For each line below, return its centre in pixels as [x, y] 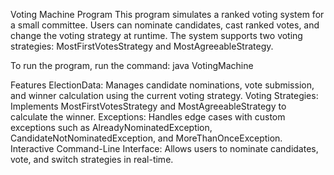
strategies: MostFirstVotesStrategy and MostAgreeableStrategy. [142, 46]
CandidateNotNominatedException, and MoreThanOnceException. [146, 138]
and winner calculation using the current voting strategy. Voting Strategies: [164, 95]
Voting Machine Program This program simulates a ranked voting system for [167, 14]
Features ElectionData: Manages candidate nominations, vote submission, [162, 85]
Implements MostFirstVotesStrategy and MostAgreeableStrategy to [148, 106]
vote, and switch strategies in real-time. [92, 159]
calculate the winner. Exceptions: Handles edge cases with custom [148, 117]
